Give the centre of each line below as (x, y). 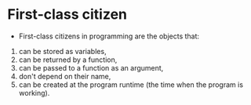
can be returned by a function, (68, 60)
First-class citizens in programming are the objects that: (109, 36)
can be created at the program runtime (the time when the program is (131, 85)
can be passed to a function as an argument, (91, 67)
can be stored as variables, (62, 51)
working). (34, 92)
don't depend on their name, (65, 76)
